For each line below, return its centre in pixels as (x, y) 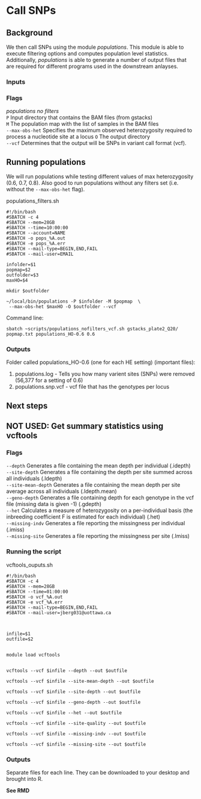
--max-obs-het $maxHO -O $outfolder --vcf (63, 307)
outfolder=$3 (22, 275)
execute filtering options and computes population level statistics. (88, 54)
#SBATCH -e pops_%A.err (36, 244)
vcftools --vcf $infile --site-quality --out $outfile (76, 723)
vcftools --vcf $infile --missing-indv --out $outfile (76, 734)
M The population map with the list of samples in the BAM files (82, 124)
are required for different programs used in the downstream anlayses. (92, 66)
